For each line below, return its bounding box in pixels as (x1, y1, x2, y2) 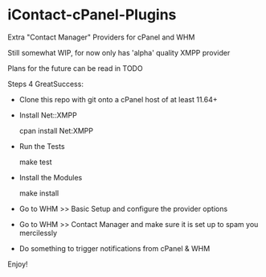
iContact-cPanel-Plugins (7, 6, 177, 24)
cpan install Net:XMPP (18, 126, 94, 135)
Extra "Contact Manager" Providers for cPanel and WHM (7, 32, 195, 42)
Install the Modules (18, 172, 83, 182)
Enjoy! (7, 259, 29, 269)
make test (18, 157, 52, 167)
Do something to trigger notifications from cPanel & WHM (18, 243, 211, 253)
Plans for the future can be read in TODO (7, 63, 143, 73)
